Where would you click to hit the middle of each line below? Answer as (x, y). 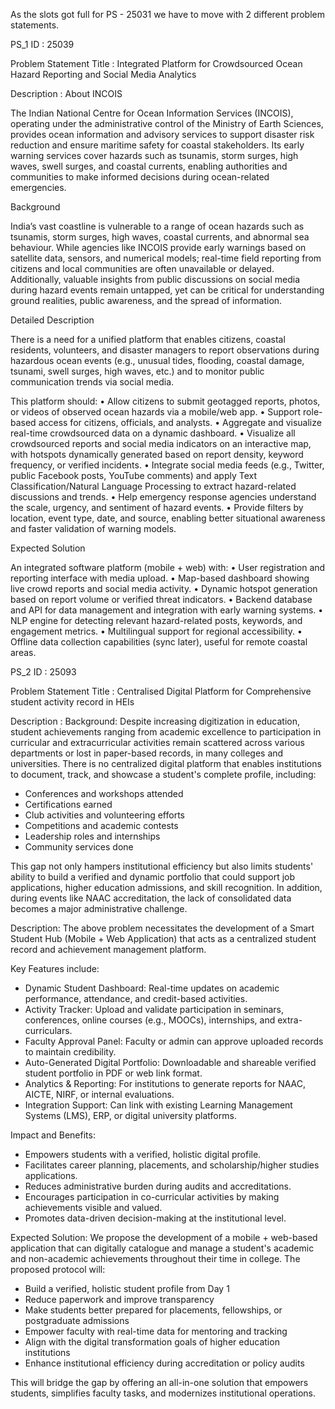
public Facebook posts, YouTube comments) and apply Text (134, 475)
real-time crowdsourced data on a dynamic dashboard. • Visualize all (153, 433)
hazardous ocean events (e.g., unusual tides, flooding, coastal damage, (157, 360)
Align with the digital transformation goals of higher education (152, 1342)
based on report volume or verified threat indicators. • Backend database (161, 599)
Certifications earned (68, 804)
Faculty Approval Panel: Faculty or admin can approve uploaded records (174, 1041)
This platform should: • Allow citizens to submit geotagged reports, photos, (165, 401)
